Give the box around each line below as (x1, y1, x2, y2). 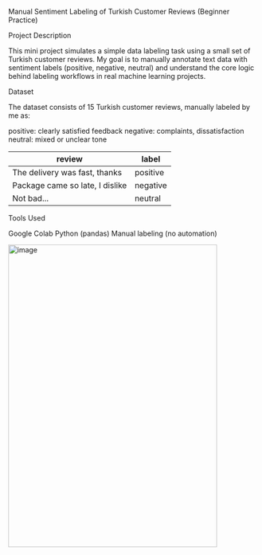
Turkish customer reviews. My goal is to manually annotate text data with (8, 55, 248, 64)
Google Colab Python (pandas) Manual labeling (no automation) (8, 229, 217, 238)
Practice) (8, 15, 38, 25)
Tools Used (8, 213, 45, 222)
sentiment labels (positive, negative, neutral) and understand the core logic (8, 63, 255, 72)
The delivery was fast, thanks (12, 167, 122, 178)
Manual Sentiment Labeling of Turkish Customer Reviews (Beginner (8, 7, 230, 16)
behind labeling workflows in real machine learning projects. (8, 72, 206, 80)
